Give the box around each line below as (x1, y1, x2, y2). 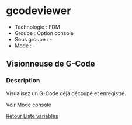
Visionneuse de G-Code (6, 59, 95, 69)
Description (6, 77, 40, 85)
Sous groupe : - (14, 36, 53, 43)
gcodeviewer (6, 4, 71, 18)
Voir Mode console (6, 101, 51, 108)
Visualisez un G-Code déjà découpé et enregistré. (6, 89, 127, 97)
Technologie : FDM (14, 23, 60, 30)
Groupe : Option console (14, 29, 74, 36)
